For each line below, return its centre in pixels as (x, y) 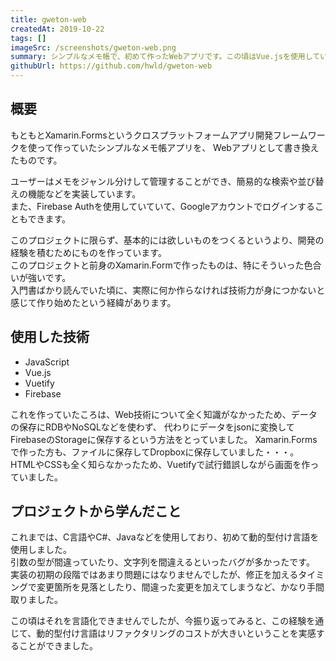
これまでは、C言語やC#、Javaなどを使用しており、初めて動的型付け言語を (165, 537)
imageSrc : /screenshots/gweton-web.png (93, 47)
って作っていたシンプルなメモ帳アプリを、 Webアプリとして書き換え (178, 147)
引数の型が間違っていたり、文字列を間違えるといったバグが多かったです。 (162, 562)
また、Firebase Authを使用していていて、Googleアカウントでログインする (163, 206)
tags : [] (28, 38)
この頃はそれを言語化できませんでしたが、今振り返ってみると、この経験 (158, 621)
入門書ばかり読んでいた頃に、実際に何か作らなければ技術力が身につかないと (168, 290)
